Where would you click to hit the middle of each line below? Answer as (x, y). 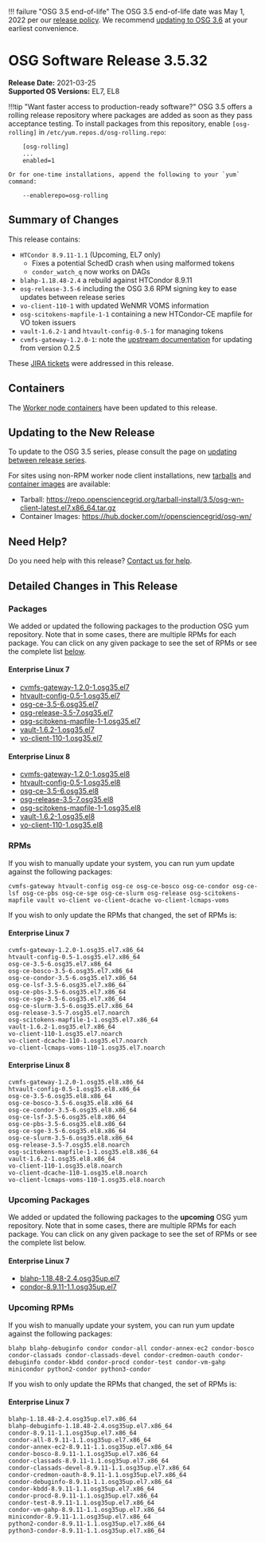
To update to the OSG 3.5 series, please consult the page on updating (123, 452)
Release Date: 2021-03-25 (52, 82)
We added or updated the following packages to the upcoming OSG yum (128, 1217)
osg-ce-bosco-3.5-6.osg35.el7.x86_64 (71, 971)
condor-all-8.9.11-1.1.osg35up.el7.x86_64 (80, 1440)
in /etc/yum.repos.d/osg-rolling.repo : (103, 132)
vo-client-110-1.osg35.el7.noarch (66, 1033)
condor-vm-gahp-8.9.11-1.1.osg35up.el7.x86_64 (87, 1510)
